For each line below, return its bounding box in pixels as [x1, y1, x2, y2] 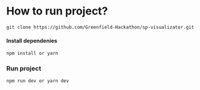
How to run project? [6, 4, 108, 18]
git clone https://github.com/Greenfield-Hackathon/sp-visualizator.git [6, 24, 195, 30]
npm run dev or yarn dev [6, 78, 69, 84]
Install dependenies [6, 37, 58, 44]
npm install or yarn [6, 50, 59, 57]
